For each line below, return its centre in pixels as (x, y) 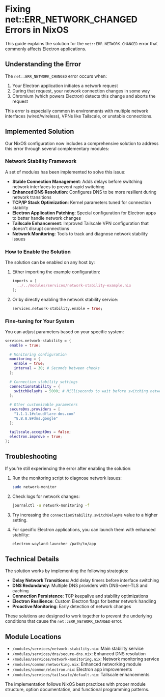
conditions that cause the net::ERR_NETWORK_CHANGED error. (64, 621)
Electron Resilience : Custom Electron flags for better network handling (84, 601)
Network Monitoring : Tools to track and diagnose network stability (80, 233)
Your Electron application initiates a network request (65, 86)
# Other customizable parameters (44, 405)
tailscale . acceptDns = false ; (40, 432)
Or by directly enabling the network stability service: (65, 299)
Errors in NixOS (37, 30)
